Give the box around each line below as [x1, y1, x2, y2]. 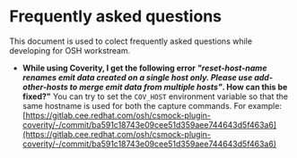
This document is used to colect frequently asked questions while [9, 36, 253, 46]
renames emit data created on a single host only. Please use [22, 71, 253, 82]
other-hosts [22, 81, 69, 92]
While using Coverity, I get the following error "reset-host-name [22, 62, 267, 73]
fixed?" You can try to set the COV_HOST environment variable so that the [22, 91, 289, 102]
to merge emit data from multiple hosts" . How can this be [69, 81, 288, 92]
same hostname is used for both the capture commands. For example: [22, 100, 283, 111]
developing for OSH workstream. [9, 45, 131, 55]
